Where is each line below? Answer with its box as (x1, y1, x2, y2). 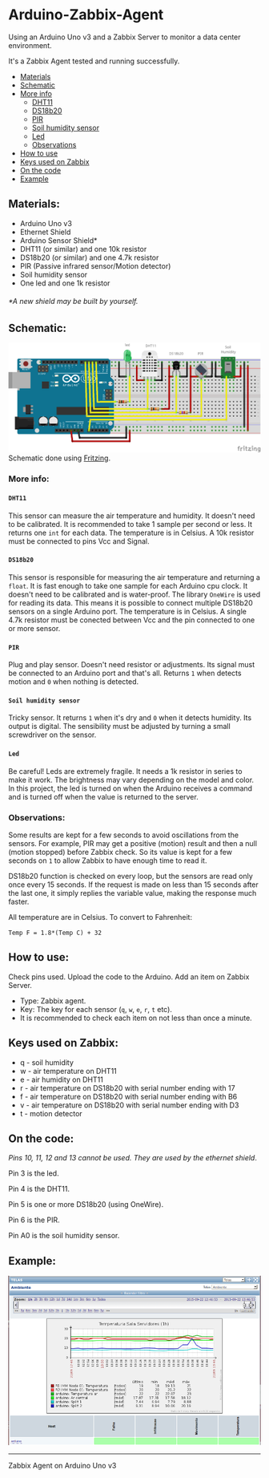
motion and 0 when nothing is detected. (8, 677, 139, 686)
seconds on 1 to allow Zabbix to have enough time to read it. (8, 856, 207, 865)
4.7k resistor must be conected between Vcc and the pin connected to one (8, 615, 255, 625)
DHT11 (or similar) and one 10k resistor (19, 244, 147, 253)
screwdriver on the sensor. (8, 730, 97, 739)
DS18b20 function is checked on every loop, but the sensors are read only (8, 871, 254, 881)
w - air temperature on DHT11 (19, 1066, 118, 1075)
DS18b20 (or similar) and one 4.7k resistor (19, 253, 159, 262)
